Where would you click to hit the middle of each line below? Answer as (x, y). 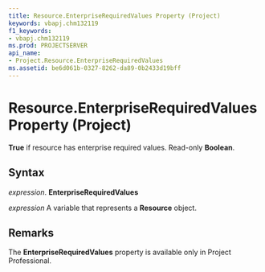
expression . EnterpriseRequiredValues (73, 192)
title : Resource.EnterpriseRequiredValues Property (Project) (114, 16)
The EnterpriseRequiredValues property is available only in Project (120, 252)
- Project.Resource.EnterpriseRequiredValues (86, 61)
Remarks (31, 233)
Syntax (26, 173)
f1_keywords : (30, 31)
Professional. (30, 261)
